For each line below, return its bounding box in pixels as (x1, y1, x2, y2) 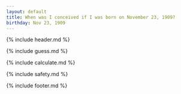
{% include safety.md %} (6, 71, 68, 78)
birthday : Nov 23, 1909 (6, 20, 66, 26)
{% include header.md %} (6, 36, 70, 43)
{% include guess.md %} (6, 48, 68, 55)
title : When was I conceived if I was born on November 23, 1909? (6, 14, 176, 20)
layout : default (6, 8, 47, 15)
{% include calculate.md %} (6, 59, 76, 66)
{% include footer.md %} (6, 82, 68, 89)
